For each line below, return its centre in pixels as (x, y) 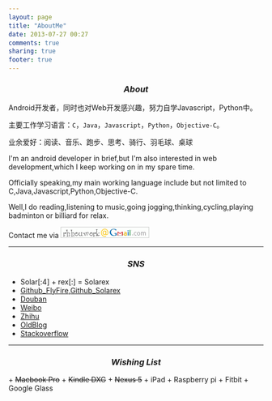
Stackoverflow (44, 333)
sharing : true (32, 51)
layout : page (30, 17)
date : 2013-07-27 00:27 (49, 34)
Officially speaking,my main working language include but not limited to (127, 183)
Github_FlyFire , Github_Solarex (70, 290)
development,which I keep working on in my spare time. (102, 167)
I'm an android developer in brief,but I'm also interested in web (113, 159)
